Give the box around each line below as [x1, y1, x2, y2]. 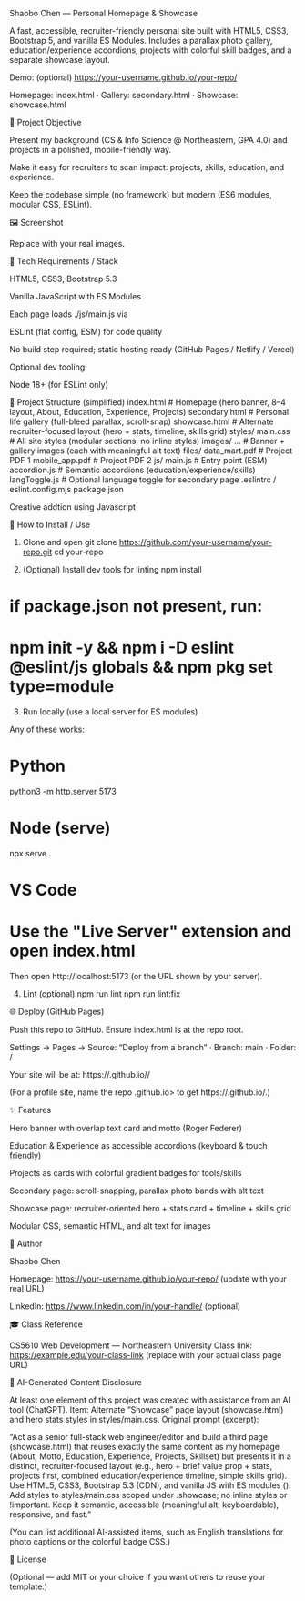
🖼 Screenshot [9, 218, 64, 228]
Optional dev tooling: [9, 361, 88, 372]
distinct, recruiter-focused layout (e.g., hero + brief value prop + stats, [9, 1461, 273, 1472]
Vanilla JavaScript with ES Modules [9, 291, 142, 301]
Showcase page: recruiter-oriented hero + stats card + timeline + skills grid [9, 1203, 291, 1214]
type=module [9, 676, 115, 697]
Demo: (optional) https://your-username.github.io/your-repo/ [9, 72, 238, 83]
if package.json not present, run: [9, 596, 263, 617]
